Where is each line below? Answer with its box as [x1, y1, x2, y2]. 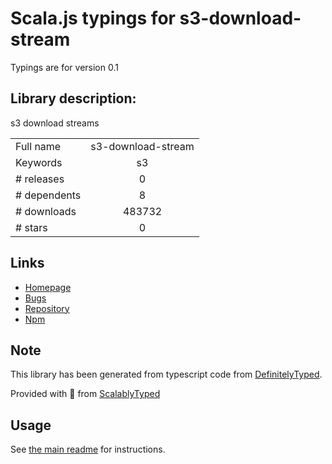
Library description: [10, 90, 137, 107]
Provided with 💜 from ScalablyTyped [10, 388, 161, 400]
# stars [15, 220, 48, 234]
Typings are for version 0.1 [10, 61, 119, 73]
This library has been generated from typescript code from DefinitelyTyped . [10, 368, 323, 381]
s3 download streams [10, 117, 100, 129]
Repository [24, 302, 70, 314]
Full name [15, 139, 62, 153]
